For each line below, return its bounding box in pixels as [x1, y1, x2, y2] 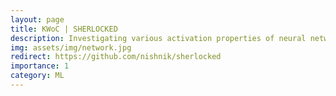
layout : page [10, 14, 65, 25]
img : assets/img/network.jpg [10, 42, 132, 53]
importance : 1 [10, 61, 70, 71]
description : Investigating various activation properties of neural [10, 33, 307, 43]
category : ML [10, 71, 65, 81]
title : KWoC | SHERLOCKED [10, 24, 118, 34]
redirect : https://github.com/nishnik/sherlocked [10, 52, 222, 62]
